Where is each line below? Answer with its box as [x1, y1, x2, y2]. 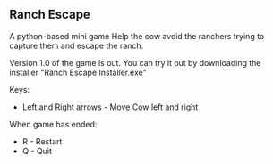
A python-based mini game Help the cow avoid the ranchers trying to [9, 30, 265, 41]
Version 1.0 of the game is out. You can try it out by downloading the [9, 57, 261, 68]
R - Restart [21, 135, 63, 146]
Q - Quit [21, 145, 52, 156]
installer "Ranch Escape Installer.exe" [9, 67, 147, 78]
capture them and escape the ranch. [9, 40, 144, 51]
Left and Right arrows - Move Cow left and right [21, 102, 199, 112]
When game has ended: [9, 119, 98, 129]
